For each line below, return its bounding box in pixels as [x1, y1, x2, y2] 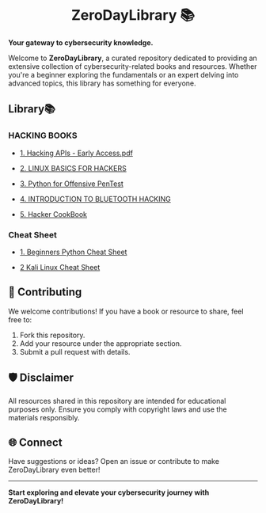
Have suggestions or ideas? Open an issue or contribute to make [8, 457, 220, 466]
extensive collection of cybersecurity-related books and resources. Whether [8, 61, 257, 71]
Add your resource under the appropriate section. [19, 338, 182, 348]
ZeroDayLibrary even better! [8, 465, 101, 475]
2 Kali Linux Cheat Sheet [19, 262, 101, 272]
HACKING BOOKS [8, 130, 78, 141]
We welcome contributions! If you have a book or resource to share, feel [8, 306, 244, 316]
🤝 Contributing [8, 286, 82, 299]
